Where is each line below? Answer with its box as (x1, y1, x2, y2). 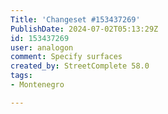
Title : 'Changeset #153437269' (10, 14, 141, 25)
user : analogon (10, 42, 74, 53)
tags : (10, 71, 33, 81)
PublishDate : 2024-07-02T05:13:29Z (10, 24, 159, 34)
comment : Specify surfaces (10, 52, 123, 62)
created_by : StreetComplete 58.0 (10, 61, 150, 71)
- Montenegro (10, 80, 65, 90)
